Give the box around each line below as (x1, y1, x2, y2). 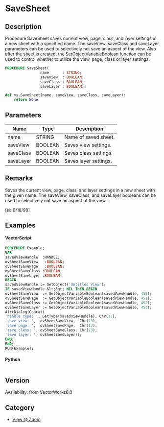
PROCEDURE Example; (5, 246, 45, 251)
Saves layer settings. (64, 157, 112, 164)
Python (5, 356, 21, 362)
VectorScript (5, 235, 32, 240)
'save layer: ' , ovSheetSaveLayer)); (5, 332, 82, 337)
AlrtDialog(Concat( (5, 309, 45, 314)
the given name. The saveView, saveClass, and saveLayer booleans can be (5, 192, 156, 198)
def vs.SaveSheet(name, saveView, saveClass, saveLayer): (5, 93, 126, 98)
